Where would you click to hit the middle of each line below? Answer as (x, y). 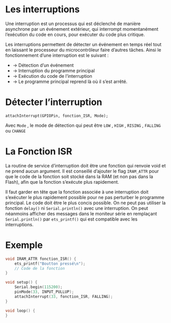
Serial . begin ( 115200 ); (39, 287)
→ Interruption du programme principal (54, 71)
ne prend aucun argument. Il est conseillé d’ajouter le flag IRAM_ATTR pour (82, 171)
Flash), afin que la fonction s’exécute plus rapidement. (62, 182)
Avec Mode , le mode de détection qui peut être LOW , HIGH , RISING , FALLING (83, 125)
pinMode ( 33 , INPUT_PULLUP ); (44, 292)
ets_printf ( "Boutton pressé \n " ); (50, 264)
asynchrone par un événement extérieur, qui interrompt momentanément (82, 29)
